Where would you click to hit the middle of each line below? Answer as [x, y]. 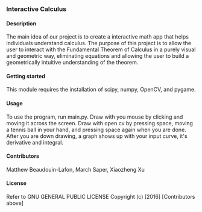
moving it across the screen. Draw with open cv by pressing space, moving [99, 123]
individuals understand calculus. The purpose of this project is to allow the [99, 43]
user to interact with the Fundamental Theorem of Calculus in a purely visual [101, 49]
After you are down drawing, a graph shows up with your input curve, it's [97, 136]
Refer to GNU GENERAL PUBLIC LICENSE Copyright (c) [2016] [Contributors [101, 196]
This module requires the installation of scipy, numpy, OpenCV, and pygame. [101, 90]
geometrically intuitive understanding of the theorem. [72, 63]
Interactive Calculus [36, 9]
